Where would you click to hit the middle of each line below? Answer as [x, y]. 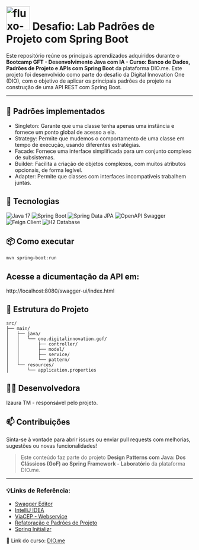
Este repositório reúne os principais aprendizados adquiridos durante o [93, 55]
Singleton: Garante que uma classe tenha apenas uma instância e [94, 125]
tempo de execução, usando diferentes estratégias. [78, 144]
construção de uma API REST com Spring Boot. [64, 87]
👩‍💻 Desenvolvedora [43, 389]
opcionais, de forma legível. [49, 170]
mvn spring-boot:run [32, 258]
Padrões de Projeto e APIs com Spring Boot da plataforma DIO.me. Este [94, 68]
